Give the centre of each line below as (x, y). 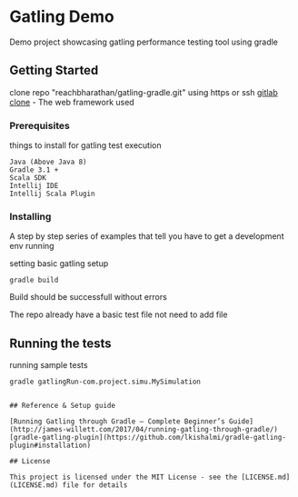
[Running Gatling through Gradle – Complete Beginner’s (117, 422)
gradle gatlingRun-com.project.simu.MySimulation (105, 382)
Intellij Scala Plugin (52, 194)
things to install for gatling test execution (85, 145)
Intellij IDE (34, 186)
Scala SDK (28, 178)
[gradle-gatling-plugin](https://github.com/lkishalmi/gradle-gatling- (148, 438)
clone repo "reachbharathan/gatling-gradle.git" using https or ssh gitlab (144, 92)
